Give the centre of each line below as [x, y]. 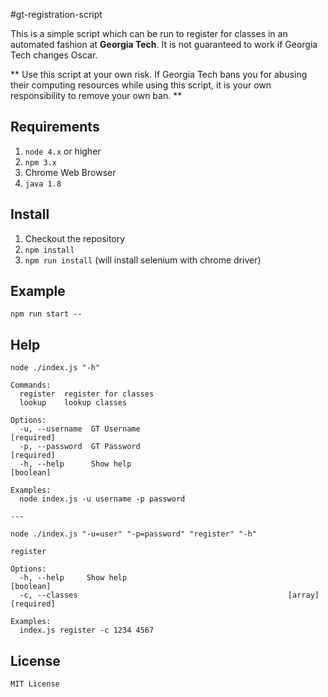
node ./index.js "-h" [55, 368]
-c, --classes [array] [169, 595]
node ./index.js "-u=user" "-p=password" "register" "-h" [133, 534]
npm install [49, 250]
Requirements [55, 127]
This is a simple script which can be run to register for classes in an [149, 33]
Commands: [31, 385]
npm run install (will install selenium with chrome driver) [143, 260]
